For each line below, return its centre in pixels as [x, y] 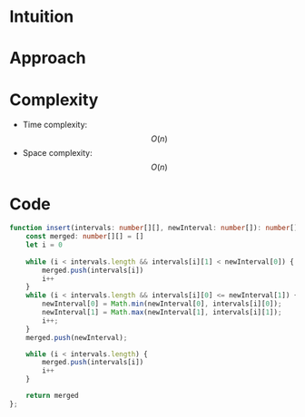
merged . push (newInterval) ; [77, 337]
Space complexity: [57, 153]
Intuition [42, 17]
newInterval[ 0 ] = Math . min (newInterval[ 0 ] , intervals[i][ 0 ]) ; [162, 304]
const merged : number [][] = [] [85, 237]
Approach [48, 58]
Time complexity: [55, 125]
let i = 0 [44, 245]
